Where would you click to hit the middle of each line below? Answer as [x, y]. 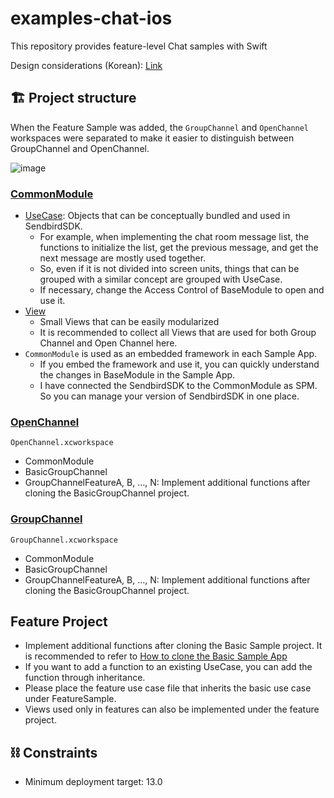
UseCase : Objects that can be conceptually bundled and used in [157, 216]
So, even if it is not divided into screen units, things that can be [169, 269]
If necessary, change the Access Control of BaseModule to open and [182, 290]
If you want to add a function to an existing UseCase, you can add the [168, 667]
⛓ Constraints [54, 752]
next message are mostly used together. [123, 258]
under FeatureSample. [70, 699]
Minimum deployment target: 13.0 [93, 782]
